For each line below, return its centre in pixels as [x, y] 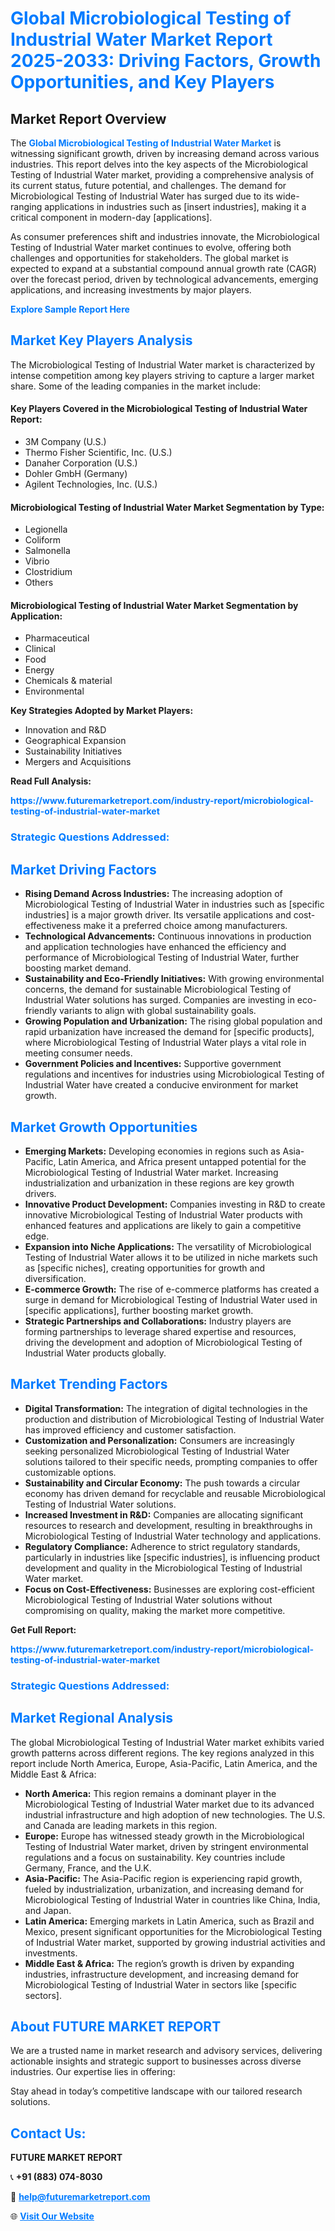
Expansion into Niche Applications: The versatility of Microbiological [168, 1246]
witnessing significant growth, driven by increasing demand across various [165, 153]
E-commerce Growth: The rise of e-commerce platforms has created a [172, 1289]
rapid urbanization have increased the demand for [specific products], [169, 1032]
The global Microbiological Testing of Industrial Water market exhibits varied [167, 1742]
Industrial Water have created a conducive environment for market [161, 1085]
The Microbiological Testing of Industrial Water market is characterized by [163, 364]
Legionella [46, 529]
